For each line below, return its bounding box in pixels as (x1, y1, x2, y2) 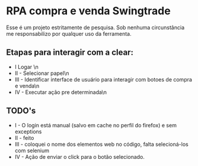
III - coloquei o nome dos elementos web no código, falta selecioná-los (14, 140, 189, 148)
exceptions (14, 128, 42, 135)
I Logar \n (14, 63, 39, 70)
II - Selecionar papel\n (14, 70, 69, 77)
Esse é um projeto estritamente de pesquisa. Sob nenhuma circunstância (6, 24, 185, 31)
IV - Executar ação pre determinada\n (14, 88, 107, 96)
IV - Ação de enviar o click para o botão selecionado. (14, 153, 145, 160)
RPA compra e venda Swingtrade (6, 4, 171, 18)
